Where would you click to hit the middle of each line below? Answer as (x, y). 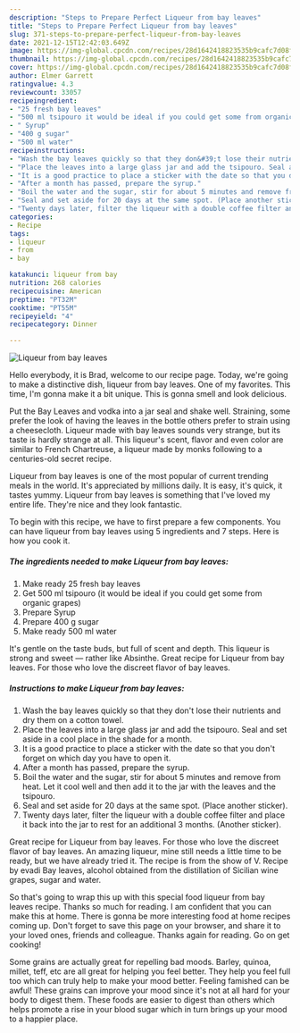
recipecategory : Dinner (54, 324)
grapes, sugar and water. (55, 880)
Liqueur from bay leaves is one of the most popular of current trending (139, 476)
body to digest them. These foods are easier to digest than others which (142, 1000)
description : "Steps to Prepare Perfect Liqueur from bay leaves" (135, 17)
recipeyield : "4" (42, 316)
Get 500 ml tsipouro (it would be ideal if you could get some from (142, 593)
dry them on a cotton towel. (73, 720)
